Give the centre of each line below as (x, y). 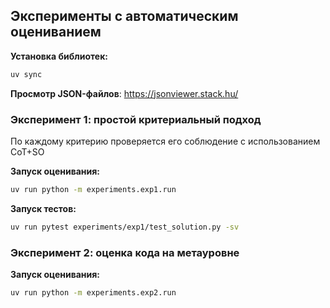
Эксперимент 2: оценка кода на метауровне (125, 252)
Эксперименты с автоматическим (124, 16)
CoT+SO (27, 151)
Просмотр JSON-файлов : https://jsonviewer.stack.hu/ (124, 93)
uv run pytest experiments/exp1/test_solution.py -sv (125, 227)
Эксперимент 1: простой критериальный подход (136, 119)
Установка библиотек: (59, 56)
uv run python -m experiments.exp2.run (93, 293)
